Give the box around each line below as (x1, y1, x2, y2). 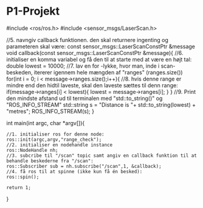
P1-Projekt (6, 4, 60, 18)
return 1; (6, 184, 32, 190)
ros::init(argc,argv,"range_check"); (6, 136, 102, 143)
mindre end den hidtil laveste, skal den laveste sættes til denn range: (6, 81, 178, 89)
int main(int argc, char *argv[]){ (6, 119, 85, 126)
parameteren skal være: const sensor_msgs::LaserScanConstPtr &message (6, 43, 196, 50)
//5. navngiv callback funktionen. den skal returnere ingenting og (6, 36, 169, 43)
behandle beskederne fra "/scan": (6, 157, 94, 164)
